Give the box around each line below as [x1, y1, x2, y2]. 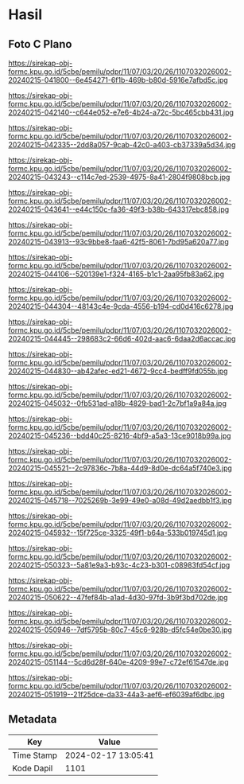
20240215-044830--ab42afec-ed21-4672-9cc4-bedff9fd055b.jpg [8, 366, 228, 376]
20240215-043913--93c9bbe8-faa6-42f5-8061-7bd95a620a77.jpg [8, 237, 229, 246]
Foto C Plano [8, 37, 72, 51]
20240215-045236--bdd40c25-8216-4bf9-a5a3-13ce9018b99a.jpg [8, 431, 232, 440]
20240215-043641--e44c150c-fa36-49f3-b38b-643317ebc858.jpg [8, 205, 230, 214]
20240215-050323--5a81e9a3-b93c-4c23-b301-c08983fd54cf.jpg [8, 560, 230, 570]
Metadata [8, 712, 57, 726]
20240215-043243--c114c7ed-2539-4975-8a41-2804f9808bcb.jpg [8, 173, 230, 181]
